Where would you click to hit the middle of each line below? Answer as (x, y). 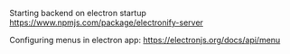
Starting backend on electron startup (78, 13)
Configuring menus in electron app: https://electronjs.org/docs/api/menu (145, 40)
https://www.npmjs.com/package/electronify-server (106, 22)
